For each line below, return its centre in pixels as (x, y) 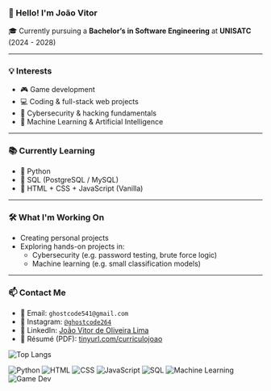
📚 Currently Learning (52, 150)
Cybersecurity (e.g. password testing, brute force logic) (125, 255)
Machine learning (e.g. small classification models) (117, 264)
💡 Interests (30, 71)
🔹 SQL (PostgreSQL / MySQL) (69, 179)
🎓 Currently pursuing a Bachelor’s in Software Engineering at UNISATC (130, 31)
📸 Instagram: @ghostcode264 (65, 322)
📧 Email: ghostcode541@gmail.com (74, 313)
